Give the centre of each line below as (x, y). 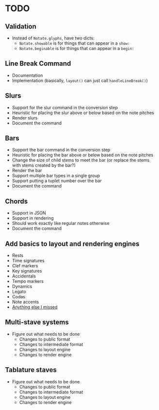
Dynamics (22, 287)
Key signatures (27, 271)
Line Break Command (38, 64)
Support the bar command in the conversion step (61, 150)
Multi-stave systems (37, 322)
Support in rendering (33, 218)
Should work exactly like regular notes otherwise (61, 223)
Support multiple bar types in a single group (56, 176)
